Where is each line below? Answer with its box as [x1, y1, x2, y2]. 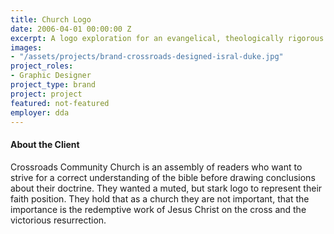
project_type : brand [10, 80, 97, 90]
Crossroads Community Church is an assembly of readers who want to [10, 161, 303, 173]
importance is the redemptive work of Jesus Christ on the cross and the [10, 203, 307, 215]
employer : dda [10, 107, 70, 118]
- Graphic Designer [10, 71, 92, 81]
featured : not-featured [10, 98, 110, 108]
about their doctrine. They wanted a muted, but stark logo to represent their [10, 182, 323, 194]
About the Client [10, 138, 80, 150]
